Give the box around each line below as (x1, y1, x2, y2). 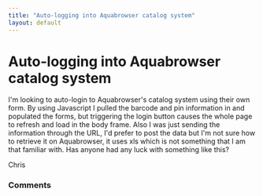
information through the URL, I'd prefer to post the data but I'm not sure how (8, 129, 256, 138)
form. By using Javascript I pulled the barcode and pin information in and (8, 103, 246, 113)
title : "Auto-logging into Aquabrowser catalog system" (8, 11, 195, 20)
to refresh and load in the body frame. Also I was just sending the (8, 120, 220, 129)
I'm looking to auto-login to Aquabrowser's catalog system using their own (8, 95, 250, 104)
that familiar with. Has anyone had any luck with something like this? (8, 145, 230, 154)
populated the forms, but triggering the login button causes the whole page (8, 111, 253, 122)
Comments (8, 180, 51, 191)
